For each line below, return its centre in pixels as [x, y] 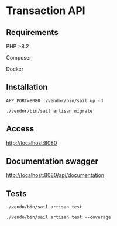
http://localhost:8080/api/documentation [55, 175]
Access [20, 129]
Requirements [32, 32]
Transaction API [46, 11]
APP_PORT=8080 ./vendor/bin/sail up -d [55, 100]
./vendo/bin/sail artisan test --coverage [58, 217]
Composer [19, 58]
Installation [27, 87]
